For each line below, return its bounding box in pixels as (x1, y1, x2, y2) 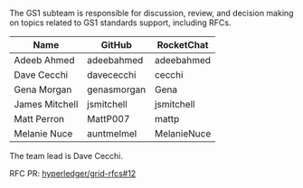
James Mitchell (14, 99, 79, 110)
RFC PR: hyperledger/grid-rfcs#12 (9, 168, 137, 179)
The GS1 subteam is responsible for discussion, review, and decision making (9, 8, 294, 18)
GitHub (100, 39, 133, 51)
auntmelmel (87, 127, 137, 139)
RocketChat (156, 39, 209, 51)
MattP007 (87, 113, 130, 125)
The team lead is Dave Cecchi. (9, 151, 124, 161)
